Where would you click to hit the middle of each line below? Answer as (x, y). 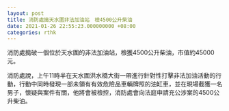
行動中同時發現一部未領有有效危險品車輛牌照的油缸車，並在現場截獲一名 (121, 84)
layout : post (26, 13)
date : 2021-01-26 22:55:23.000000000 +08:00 (71, 26)
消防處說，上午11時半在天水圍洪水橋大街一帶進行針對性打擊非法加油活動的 (111, 76)
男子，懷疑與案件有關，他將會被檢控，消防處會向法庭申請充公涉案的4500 (110, 93)
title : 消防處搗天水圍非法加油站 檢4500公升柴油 (70, 20)
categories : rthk (32, 32)
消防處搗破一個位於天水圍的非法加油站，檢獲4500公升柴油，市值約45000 (111, 52)
